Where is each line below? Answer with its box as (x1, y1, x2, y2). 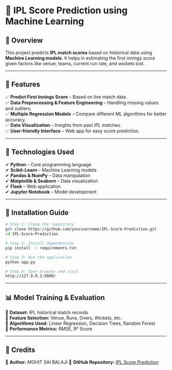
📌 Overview (5, 36, 43, 45)
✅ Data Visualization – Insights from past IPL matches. (5, 122, 122, 128)
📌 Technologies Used (5, 148, 74, 157)
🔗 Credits (5, 345, 36, 354)
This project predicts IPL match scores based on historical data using (5, 50, 153, 55)
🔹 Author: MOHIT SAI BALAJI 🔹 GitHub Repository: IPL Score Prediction (5, 359, 159, 365)
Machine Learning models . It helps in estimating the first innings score (5, 55, 155, 61)
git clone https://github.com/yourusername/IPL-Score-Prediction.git (5, 227, 157, 232)
